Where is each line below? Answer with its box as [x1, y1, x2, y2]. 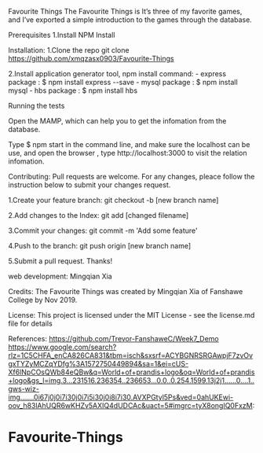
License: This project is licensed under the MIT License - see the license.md [8, 311, 255, 319]
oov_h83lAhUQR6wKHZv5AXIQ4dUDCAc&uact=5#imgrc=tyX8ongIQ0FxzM [8, 401, 253, 410]
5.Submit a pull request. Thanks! [8, 256, 113, 266]
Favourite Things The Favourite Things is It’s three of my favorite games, [8, 7, 243, 16]
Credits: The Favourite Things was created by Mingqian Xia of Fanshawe [8, 287, 243, 296]
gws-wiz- [8, 385, 39, 393]
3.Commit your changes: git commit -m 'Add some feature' [8, 226, 198, 235]
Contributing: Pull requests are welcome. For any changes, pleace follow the [8, 172, 255, 181]
